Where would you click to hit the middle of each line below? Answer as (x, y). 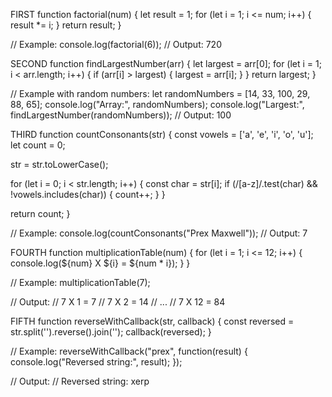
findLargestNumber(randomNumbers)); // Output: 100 (121, 115)
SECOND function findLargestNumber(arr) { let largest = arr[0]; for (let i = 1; (166, 63)
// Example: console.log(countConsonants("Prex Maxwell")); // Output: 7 (159, 233)
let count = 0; (38, 145)
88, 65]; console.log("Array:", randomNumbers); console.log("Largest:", (157, 104)
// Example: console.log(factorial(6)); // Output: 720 (116, 44)
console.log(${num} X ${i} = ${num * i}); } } (100, 263)
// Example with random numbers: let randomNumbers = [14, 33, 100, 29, (160, 93)
